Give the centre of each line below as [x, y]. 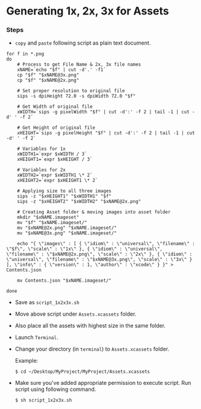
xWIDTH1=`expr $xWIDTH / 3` [52, 154]
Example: [26, 361]
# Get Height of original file [56, 128]
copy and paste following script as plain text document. [83, 43]
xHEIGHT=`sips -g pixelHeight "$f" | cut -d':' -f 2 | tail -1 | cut [106, 133]
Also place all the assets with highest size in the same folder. [90, 326]
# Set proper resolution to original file [71, 91]
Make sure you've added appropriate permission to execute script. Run [103, 383]
